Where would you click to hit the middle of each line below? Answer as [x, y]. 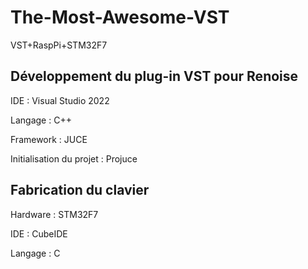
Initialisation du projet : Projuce [74, 158]
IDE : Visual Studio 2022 [60, 100]
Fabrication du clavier [80, 190]
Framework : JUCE [49, 139]
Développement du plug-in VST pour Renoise [154, 76]
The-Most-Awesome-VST [120, 17]
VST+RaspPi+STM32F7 [59, 45]
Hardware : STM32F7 [54, 214]
